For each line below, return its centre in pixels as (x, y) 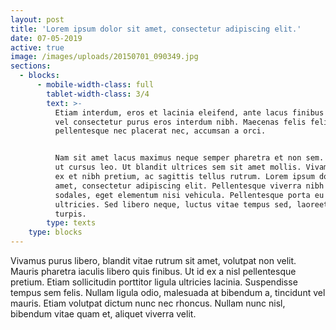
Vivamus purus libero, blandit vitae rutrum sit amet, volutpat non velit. (153, 260)
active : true (37, 47)
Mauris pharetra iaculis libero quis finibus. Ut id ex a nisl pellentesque (153, 271)
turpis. (70, 214)
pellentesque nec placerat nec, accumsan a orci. (160, 131)
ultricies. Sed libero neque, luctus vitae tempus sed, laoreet (191, 204)
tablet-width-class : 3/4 (98, 94)
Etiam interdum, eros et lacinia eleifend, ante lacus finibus (189, 112)
